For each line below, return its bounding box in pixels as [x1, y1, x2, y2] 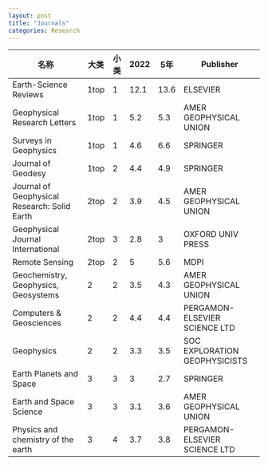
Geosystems [12, 290, 60, 301]
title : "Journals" [8, 19, 69, 27]
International [12, 244, 60, 255]
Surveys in [12, 135, 52, 146]
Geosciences [12, 317, 62, 329]
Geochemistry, [12, 270, 68, 281]
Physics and [12, 424, 58, 435]
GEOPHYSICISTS [183, 356, 248, 367]
